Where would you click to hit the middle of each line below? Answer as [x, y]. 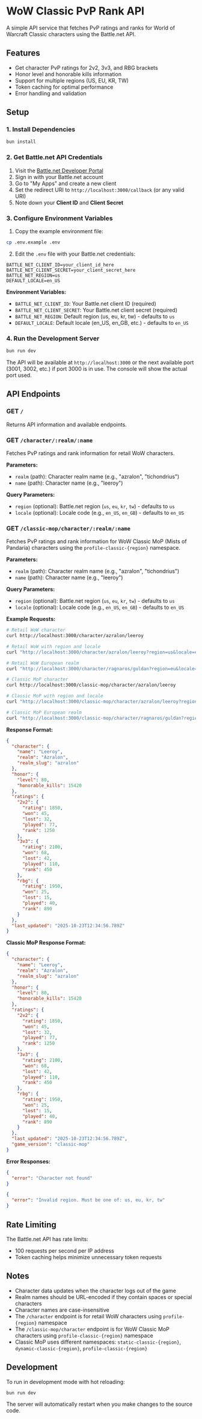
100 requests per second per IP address [64, 1251]
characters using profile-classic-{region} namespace [84, 1335]
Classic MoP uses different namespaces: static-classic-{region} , [98, 1342]
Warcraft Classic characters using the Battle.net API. [71, 34]
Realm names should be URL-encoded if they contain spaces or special [103, 1297]
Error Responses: [29, 1161]
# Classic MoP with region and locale [55, 696]
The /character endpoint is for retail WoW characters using [88, 1316]
